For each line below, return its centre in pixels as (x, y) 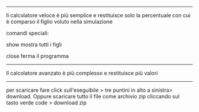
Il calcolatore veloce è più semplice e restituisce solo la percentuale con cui (98, 15)
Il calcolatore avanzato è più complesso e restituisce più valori (82, 73)
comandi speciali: (28, 33)
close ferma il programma (38, 56)
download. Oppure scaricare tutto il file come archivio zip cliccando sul (93, 96)
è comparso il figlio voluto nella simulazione (60, 22)
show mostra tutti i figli (34, 44)
